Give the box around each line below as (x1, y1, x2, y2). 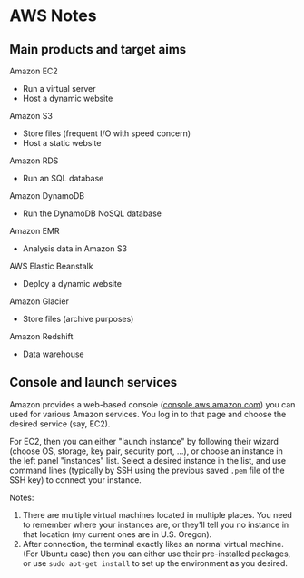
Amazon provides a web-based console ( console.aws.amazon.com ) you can (9, 398, 296, 409)
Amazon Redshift (9, 331, 74, 341)
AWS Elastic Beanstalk (9, 260, 93, 271)
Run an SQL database (22, 173, 104, 183)
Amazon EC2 (9, 65, 59, 76)
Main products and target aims (9, 42, 187, 57)
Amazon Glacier (9, 296, 70, 307)
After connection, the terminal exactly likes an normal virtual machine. (22, 538, 284, 549)
